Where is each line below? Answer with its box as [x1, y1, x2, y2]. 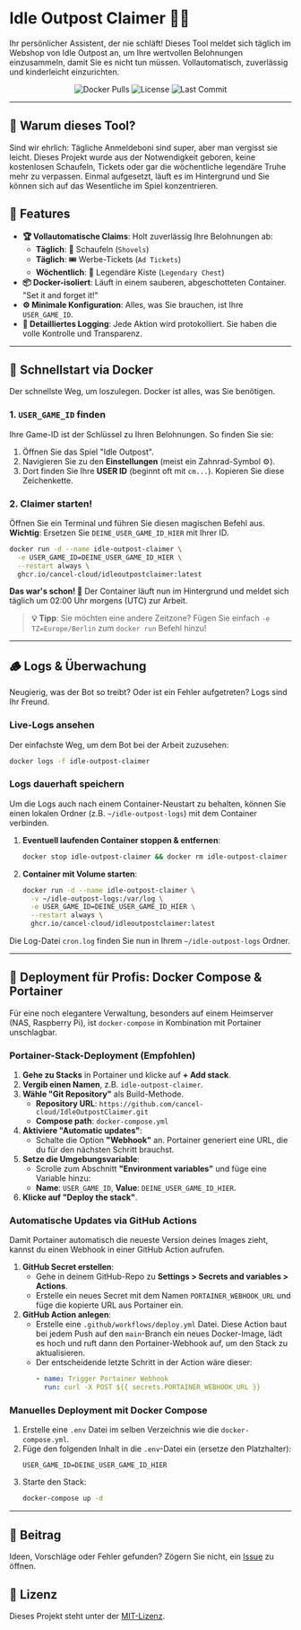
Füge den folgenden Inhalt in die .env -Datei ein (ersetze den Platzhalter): [21, 1443, 292, 1454]
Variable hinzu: [35, 1173, 91, 1184]
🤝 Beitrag [9, 1527, 62, 1543]
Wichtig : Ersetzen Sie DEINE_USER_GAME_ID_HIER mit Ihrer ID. [9, 527, 229, 538]
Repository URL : [35, 1098, 98, 1109]
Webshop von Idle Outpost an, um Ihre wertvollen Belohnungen [9, 47, 244, 57]
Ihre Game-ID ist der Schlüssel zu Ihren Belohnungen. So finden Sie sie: [9, 428, 274, 439]
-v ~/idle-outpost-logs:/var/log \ [30, 894, 164, 903]
